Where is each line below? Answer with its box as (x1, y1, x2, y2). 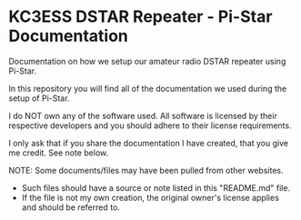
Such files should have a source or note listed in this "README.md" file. (21, 182, 291, 193)
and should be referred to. (21, 202, 120, 213)
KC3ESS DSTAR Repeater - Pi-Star (8, 6, 273, 27)
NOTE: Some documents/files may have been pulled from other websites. (8, 165, 284, 175)
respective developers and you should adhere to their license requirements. (8, 120, 292, 131)
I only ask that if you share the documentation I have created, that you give (8, 137, 288, 148)
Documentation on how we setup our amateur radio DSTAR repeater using (8, 55, 286, 66)
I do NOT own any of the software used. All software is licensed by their (8, 110, 278, 121)
